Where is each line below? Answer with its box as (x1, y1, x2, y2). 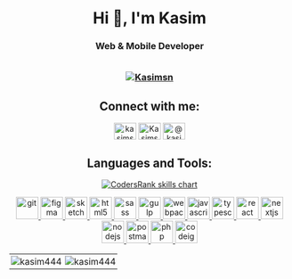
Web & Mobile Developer (94, 40, 205, 53)
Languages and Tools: (86, 155, 213, 170)
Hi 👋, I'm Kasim (93, 8, 207, 29)
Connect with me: (99, 98, 200, 114)
